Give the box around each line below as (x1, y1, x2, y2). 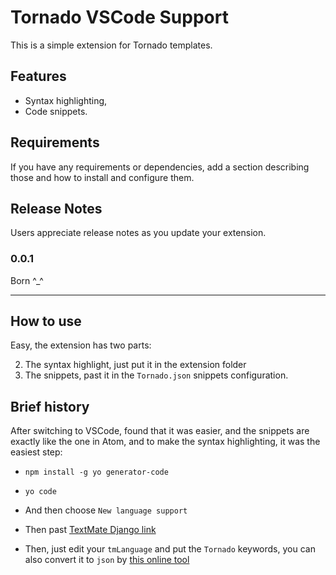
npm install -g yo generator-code (24, 467, 169, 478)
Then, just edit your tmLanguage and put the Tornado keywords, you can (24, 543, 316, 555)
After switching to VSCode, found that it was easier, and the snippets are (10, 425, 310, 437)
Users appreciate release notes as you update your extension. (10, 227, 267, 239)
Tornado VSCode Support (10, 6, 229, 29)
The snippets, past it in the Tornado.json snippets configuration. (24, 369, 289, 381)
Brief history (10, 398, 90, 415)
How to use (10, 313, 82, 330)
